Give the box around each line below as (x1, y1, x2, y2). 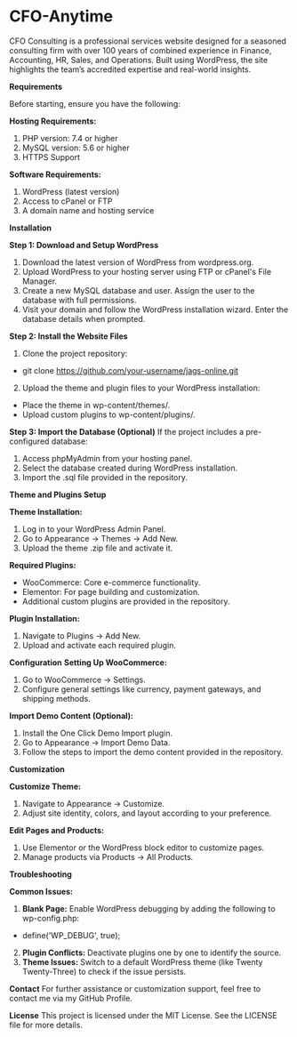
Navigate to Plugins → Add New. (21, 630, 141, 641)
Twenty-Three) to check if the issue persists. (21, 966, 187, 977)
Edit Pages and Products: (9, 824, 105, 835)
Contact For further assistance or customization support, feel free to (9, 983, 261, 993)
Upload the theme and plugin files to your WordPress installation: (21, 382, 261, 393)
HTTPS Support (21, 151, 81, 162)
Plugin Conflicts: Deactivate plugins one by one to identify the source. (21, 947, 282, 958)
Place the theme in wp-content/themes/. (21, 399, 171, 410)
